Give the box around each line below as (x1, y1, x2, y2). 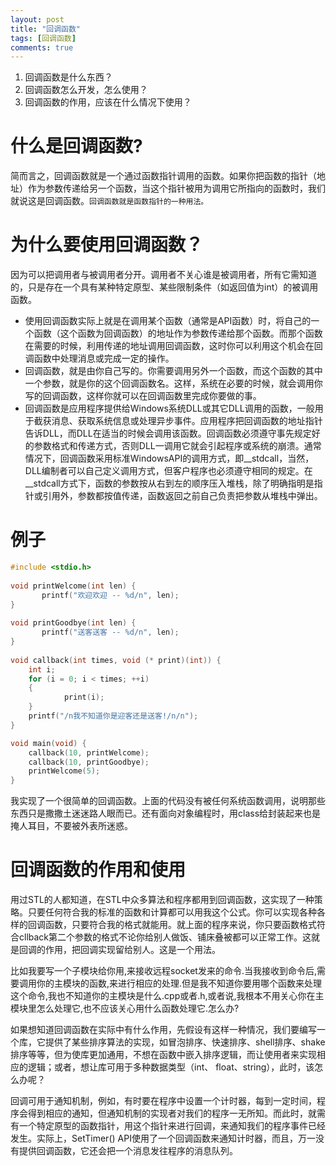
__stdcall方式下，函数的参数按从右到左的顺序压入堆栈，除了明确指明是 (24, 477, 315, 490)
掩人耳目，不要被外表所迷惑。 (10, 820, 133, 832)
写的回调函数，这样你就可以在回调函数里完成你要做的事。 (24, 390, 262, 402)
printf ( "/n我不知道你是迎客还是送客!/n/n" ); (28, 711, 199, 721)
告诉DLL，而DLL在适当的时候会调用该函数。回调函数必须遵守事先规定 (24, 427, 312, 440)
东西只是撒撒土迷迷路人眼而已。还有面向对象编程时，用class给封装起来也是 (10, 807, 322, 820)
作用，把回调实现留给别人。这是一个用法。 (44, 944, 221, 956)
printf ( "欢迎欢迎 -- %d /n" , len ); (41, 590, 180, 600)
